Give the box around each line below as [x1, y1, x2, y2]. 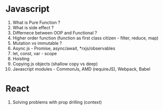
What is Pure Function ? [12, 19, 60, 25]
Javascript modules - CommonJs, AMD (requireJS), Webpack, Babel [12, 66, 150, 72]
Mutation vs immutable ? [12, 40, 62, 46]
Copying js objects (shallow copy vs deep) [12, 61, 98, 67]
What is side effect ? [12, 24, 54, 30]
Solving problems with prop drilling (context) [12, 99, 102, 105]
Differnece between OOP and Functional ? [12, 30, 97, 36]
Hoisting [12, 55, 30, 61]
